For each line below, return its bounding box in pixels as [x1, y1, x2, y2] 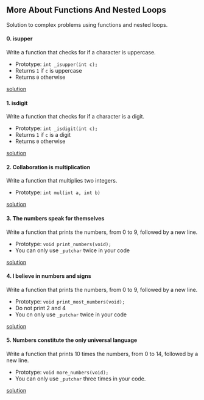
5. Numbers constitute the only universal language [6, 336, 138, 344]
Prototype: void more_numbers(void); [15, 369, 109, 376]
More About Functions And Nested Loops [6, 5, 166, 15]
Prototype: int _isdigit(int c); [15, 125, 98, 132]
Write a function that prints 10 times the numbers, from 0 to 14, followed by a [6, 351, 199, 358]
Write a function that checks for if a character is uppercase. [6, 49, 157, 56]
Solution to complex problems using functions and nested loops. [6, 21, 168, 28]
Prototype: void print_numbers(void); [15, 240, 111, 247]
